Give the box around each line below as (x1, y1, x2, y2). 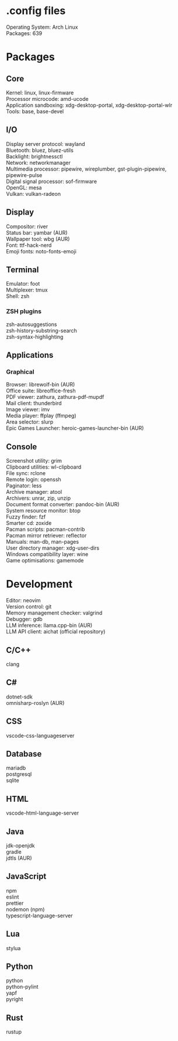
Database (6, 749, 42, 759)
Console (6, 442, 37, 452)
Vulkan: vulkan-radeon (6, 190, 61, 197)
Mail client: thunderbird (6, 400, 62, 407)
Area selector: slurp (6, 418, 54, 426)
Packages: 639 (6, 29, 43, 36)
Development (6, 578, 73, 591)
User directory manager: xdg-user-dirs (6, 544, 100, 552)
